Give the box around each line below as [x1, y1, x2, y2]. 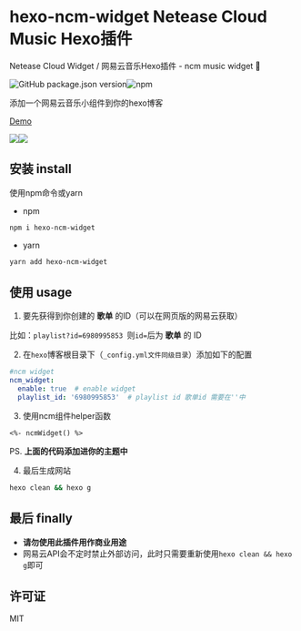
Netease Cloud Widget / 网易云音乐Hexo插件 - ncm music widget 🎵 [9, 60, 261, 71]
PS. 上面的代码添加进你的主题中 [9, 445, 128, 456]
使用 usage [9, 284, 73, 300]
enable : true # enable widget [17, 384, 136, 393]
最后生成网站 [22, 464, 71, 475]
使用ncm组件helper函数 [22, 410, 112, 421]
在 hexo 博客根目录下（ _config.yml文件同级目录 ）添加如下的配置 [22, 349, 253, 361]
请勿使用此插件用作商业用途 [22, 536, 127, 547]
